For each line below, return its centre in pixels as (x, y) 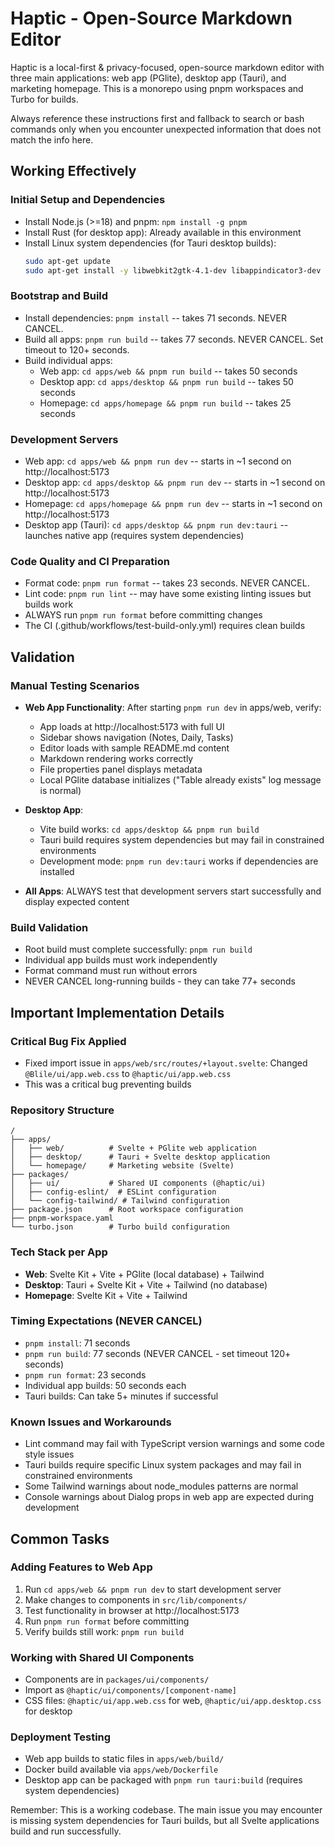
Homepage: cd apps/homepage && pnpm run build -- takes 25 (165, 403)
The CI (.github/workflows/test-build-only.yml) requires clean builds (165, 626)
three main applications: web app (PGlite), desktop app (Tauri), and (148, 78)
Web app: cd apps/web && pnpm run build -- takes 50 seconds (168, 371)
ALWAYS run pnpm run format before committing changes (143, 615)
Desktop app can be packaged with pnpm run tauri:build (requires (163, 1780)
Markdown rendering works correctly (116, 758)
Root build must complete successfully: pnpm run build (138, 949)
